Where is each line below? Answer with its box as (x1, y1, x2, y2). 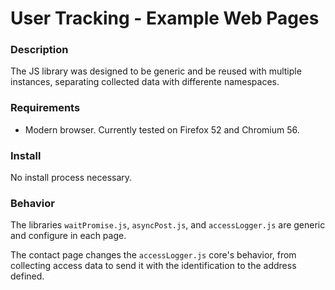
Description (10, 43, 69, 57)
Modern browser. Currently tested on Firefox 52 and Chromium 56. (24, 123, 300, 136)
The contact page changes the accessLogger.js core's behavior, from (10, 249, 297, 261)
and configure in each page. (10, 230, 127, 242)
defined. (10, 270, 45, 282)
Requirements (10, 101, 81, 115)
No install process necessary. (10, 172, 133, 184)
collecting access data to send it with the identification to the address (10, 260, 297, 272)
